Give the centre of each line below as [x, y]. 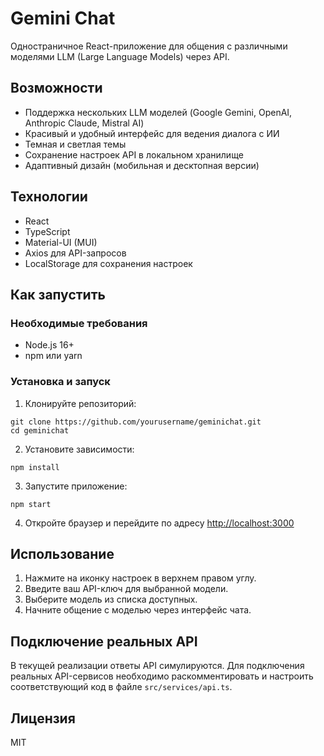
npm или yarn [53, 356]
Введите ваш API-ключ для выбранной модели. [126, 589]
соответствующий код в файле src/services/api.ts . [121, 687]
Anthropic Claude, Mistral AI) [84, 123]
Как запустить [58, 294]
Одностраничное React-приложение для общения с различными [149, 46]
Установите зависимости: [79, 449]
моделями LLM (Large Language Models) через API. [120, 56]
